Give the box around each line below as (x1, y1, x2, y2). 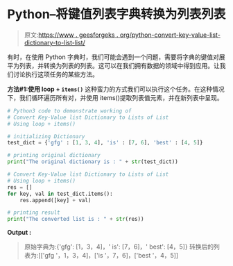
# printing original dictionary (7, 152, 101, 159)
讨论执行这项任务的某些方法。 (12, 70, 98, 78)
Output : (7, 228, 32, 237)
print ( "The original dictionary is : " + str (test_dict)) (7, 158, 178, 165)
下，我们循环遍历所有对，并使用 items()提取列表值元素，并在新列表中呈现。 (7, 93, 223, 101)
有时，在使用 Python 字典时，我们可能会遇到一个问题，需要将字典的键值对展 (7, 53, 225, 61)
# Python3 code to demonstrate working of (7, 107, 132, 115)
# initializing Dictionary (7, 133, 85, 140)
